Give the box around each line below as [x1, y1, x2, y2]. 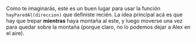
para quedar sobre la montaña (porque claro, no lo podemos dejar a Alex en [6, 23, 191, 30]
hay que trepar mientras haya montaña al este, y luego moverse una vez [6, 17, 183, 24]
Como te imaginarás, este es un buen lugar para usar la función [6, 5, 161, 12]
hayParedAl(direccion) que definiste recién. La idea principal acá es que [6, 11, 183, 18]
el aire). [6, 30, 25, 37]
